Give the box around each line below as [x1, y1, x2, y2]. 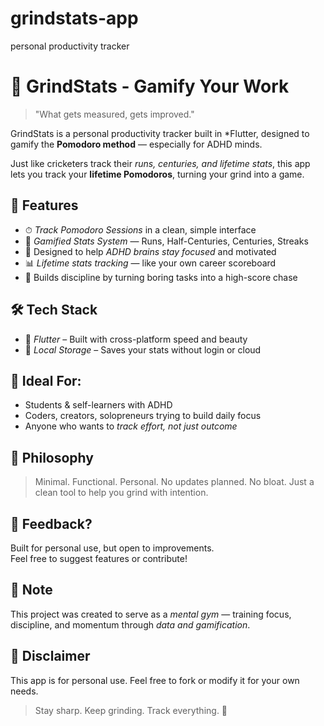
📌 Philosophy [10, 449, 94, 466]
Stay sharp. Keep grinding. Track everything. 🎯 [34, 704, 228, 716]
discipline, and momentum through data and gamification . [10, 618, 251, 631]
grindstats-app [10, 7, 139, 30]
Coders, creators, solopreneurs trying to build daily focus [24, 410, 262, 422]
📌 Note [10, 582, 53, 599]
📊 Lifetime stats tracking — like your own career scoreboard [24, 257, 277, 269]
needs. [10, 685, 39, 697]
